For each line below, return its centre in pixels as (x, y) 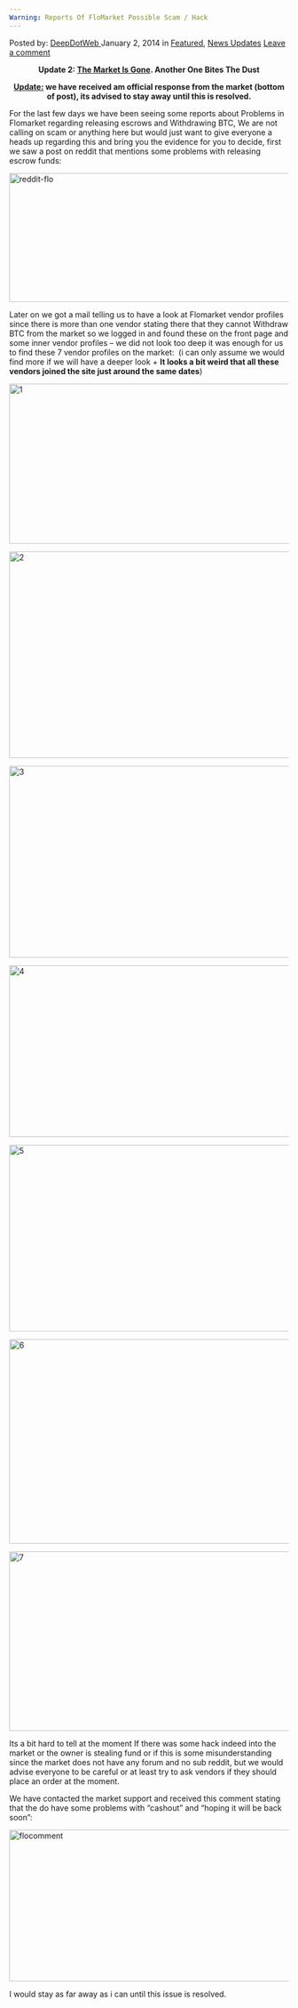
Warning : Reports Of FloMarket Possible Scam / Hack (109, 17)
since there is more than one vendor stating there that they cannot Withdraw (149, 324)
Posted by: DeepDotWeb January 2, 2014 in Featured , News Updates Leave (148, 43)
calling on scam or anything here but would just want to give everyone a (141, 132)
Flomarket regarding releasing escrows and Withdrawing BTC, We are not (143, 123)
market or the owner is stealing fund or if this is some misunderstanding (141, 1753)
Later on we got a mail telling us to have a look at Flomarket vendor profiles (146, 314)
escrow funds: (35, 160)
